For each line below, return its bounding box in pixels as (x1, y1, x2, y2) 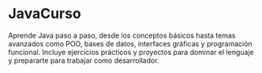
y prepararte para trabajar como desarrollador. (8, 56, 159, 65)
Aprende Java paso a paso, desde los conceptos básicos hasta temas (8, 31, 236, 40)
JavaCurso (8, 5, 81, 23)
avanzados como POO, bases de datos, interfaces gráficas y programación (8, 38, 253, 48)
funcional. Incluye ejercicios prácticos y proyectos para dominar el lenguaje (8, 47, 254, 57)
